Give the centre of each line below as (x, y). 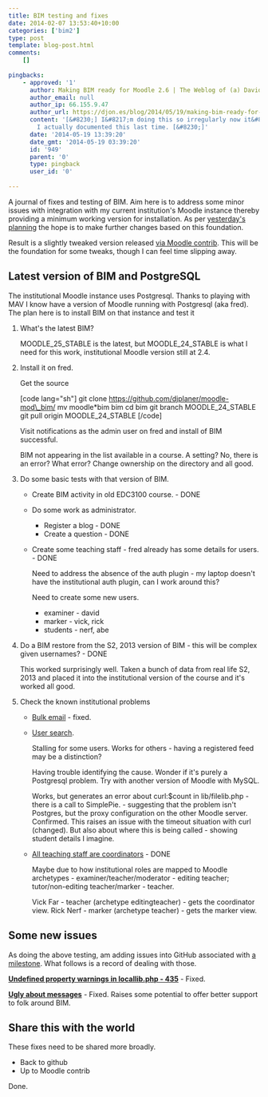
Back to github (43, 1063)
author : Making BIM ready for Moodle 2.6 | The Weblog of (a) (135, 90)
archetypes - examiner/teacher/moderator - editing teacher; (130, 878)
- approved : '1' (50, 82)
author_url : (49, 113)
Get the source (44, 383)
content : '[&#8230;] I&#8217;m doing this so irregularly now (135, 120)
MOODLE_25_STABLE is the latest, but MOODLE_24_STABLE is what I (134, 344)
